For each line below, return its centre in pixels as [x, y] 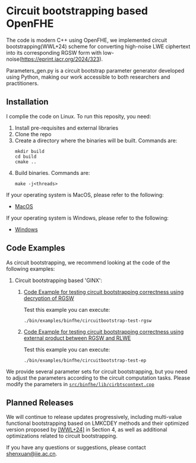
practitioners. [23, 83]
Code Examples [36, 248]
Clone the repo [33, 134]
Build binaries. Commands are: [52, 173]
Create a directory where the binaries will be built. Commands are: [96, 140]
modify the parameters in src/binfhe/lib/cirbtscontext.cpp [80, 384]
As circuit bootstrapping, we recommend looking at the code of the [88, 262]
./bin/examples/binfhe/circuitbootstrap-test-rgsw [88, 320]
